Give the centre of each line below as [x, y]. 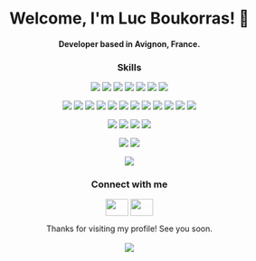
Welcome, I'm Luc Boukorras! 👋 [129, 19]
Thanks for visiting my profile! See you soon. [129, 228]
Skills [129, 67]
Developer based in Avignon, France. [129, 43]
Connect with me [129, 184]
